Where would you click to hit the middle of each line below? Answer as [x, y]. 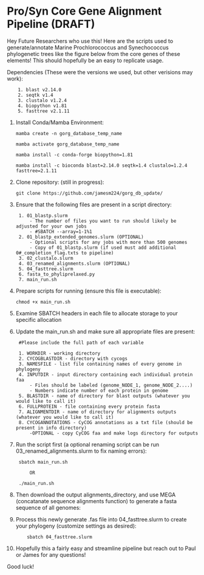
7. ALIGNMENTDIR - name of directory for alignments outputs [97, 412]
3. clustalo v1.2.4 [42, 100]
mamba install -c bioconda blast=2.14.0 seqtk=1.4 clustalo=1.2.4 [101, 166]
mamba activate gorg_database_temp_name [67, 144]
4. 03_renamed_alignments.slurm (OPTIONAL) [74, 263]
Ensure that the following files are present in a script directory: [93, 204]
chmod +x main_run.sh [43, 302]
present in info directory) [51, 428]
